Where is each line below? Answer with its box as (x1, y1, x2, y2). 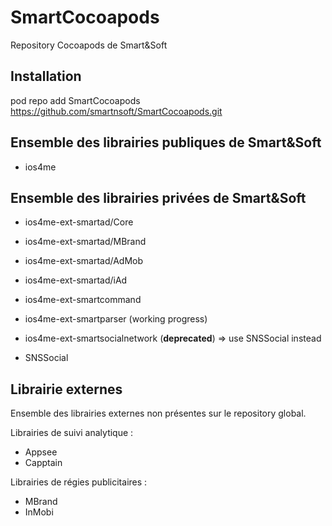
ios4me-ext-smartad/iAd (24, 274, 128, 286)
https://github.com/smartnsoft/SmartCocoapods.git (10, 105, 223, 117)
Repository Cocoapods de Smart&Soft (10, 39, 168, 51)
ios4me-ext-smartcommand (24, 294, 142, 306)
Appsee (24, 446, 58, 458)
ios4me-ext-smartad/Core (24, 216, 134, 228)
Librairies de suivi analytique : (10, 427, 134, 439)
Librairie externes (10, 381, 123, 398)
